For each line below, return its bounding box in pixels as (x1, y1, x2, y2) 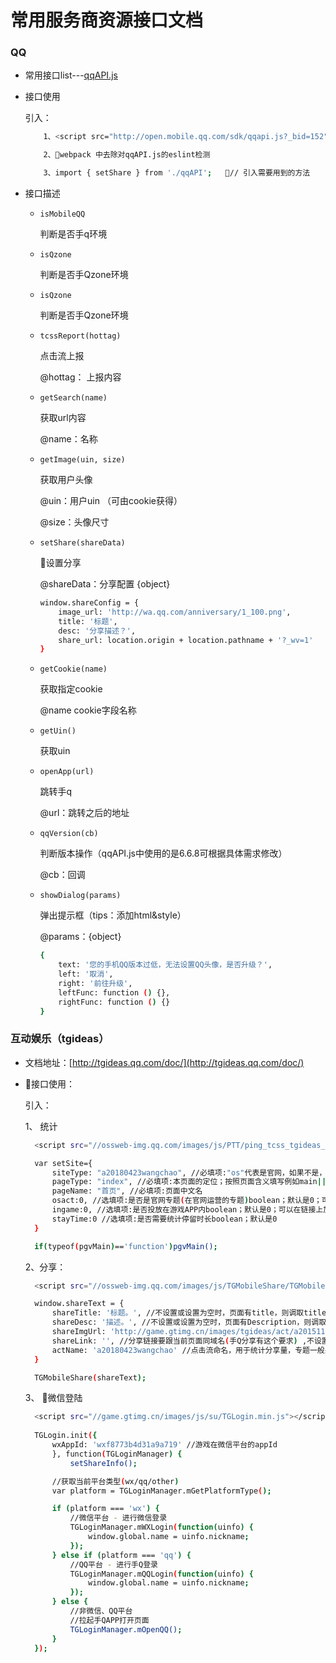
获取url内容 (39, 412, 87, 424)
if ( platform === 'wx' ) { (51, 1504, 160, 1514)
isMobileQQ (39, 209, 86, 220)
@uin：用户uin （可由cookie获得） (39, 495, 183, 507)
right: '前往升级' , (58, 978, 133, 988)
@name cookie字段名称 (39, 704, 137, 716)
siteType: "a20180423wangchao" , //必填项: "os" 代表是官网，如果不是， (51, 1167, 327, 1178)
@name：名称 (39, 433, 98, 445)
